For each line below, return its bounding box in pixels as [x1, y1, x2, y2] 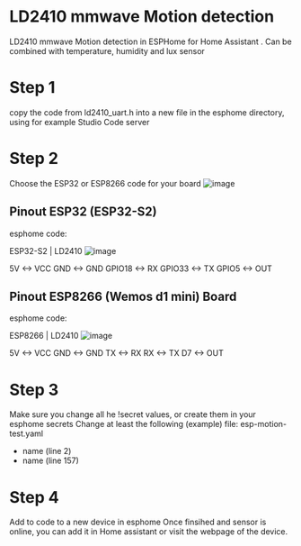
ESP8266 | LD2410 [9, 331, 79, 341]
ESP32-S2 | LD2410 [9, 245, 83, 256]
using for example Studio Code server [9, 116, 150, 127]
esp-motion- [240, 419, 288, 430]
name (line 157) [22, 455, 79, 466]
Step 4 [9, 487, 60, 507]
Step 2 [9, 149, 58, 168]
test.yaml [9, 428, 43, 439]
